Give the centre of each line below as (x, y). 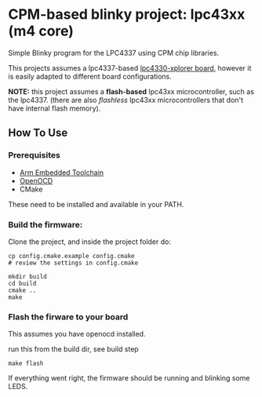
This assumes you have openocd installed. (77, 334)
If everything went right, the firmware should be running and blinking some (129, 378)
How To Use (38, 133)
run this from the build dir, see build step (73, 349)
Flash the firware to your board (68, 317)
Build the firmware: (45, 224)
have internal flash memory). (55, 108)
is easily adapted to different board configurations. (90, 76)
